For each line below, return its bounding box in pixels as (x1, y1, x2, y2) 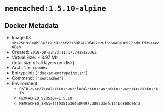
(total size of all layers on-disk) (11, 60, 75, 65)
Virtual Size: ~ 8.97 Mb (11, 54, 58, 60)
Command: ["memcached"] (11, 75, 64, 81)
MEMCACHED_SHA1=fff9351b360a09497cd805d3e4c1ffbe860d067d (19, 101, 140, 106)
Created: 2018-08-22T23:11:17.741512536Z (11, 49, 97, 55)
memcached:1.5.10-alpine (4, 4, 106, 13)
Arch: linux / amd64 (11, 65, 48, 70)
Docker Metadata (4, 22, 59, 30)
